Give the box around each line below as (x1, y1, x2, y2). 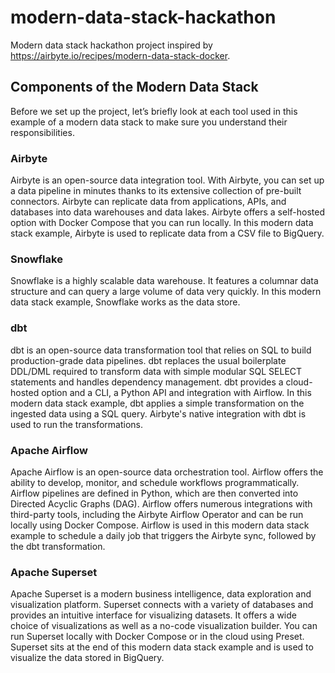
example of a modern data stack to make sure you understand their (10, 116, 288, 128)
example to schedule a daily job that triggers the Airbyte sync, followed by (10, 529, 317, 541)
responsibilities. (10, 126, 75, 138)
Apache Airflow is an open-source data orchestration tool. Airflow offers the (10, 466, 324, 478)
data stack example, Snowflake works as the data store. (10, 296, 241, 308)
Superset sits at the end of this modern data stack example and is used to (10, 641, 314, 653)
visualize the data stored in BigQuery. (10, 652, 165, 664)
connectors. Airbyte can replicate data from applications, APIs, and (10, 196, 287, 208)
